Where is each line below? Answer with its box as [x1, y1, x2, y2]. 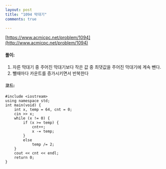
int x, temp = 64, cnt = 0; [14, 107, 72, 112]
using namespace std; [5, 98, 50, 103]
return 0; [14, 155, 35, 160]
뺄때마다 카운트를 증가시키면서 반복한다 [12, 70, 89, 76]
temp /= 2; [31, 142, 55, 147]
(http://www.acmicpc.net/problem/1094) [5, 40, 88, 46]
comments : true [5, 16, 37, 21]
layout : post [5, 7, 32, 12]
